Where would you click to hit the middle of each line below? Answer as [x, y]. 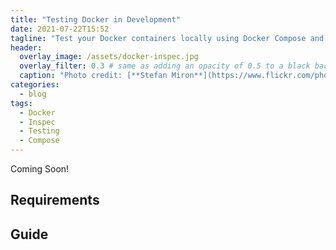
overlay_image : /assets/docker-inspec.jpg [109, 57]
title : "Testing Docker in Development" [96, 19]
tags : [21, 103]
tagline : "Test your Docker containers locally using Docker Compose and [167, 38]
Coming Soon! [40, 169]
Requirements [55, 200]
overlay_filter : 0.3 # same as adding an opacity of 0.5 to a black [165, 66]
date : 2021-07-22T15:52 [60, 29]
